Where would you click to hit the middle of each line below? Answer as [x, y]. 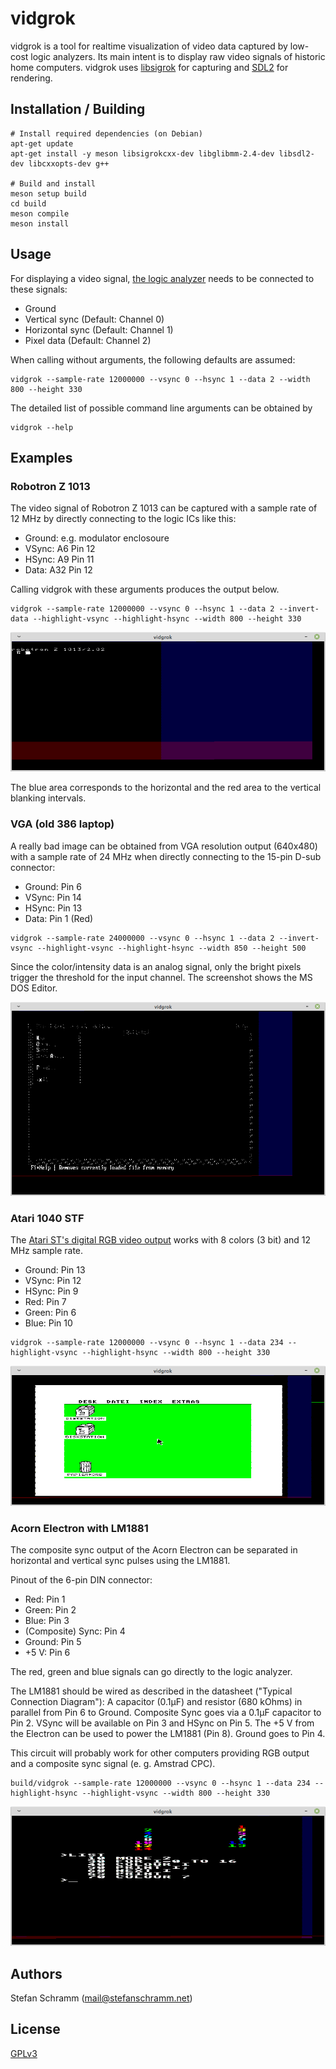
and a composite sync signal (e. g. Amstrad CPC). [113, 1763]
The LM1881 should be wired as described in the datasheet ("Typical [151, 1691]
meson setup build [48, 193]
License [35, 2029]
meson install [40, 223]
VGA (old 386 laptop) [62, 824]
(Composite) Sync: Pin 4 [75, 1631]
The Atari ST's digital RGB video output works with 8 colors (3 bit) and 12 [161, 1240]
